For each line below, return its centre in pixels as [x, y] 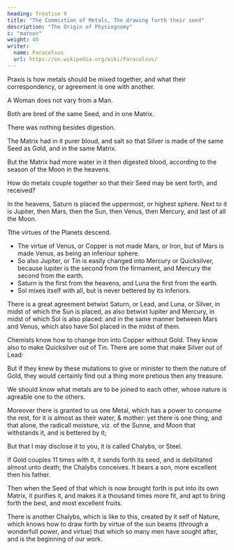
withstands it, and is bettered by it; [57, 432]
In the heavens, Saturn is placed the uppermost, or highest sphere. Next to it [117, 204]
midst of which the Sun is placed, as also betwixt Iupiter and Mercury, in [111, 311]
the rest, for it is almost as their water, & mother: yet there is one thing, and [115, 418]
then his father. [29, 474]
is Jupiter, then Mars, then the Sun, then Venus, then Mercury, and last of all [117, 211]
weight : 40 [23, 40]
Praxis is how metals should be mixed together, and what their [97, 79]
